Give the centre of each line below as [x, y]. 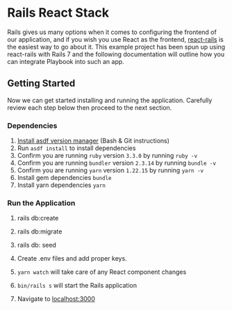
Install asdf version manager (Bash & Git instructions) [93, 141]
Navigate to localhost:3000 [56, 299]
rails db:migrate [40, 231]
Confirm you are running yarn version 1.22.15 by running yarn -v [110, 170]
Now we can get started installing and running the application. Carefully [110, 100]
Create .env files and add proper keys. [72, 259]
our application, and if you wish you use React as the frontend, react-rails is [115, 39]
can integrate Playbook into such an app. [66, 61]
